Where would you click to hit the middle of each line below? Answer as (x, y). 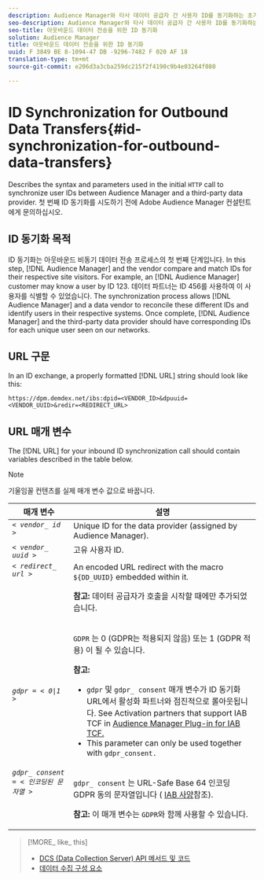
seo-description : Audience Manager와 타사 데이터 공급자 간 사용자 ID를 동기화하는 (133, 23)
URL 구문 (29, 356)
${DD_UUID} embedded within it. (131, 577)
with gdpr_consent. (121, 753)
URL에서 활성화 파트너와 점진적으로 (148, 701)
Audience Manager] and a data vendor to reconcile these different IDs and (128, 304)
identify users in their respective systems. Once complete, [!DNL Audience (129, 313)
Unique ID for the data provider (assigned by (156, 526)
